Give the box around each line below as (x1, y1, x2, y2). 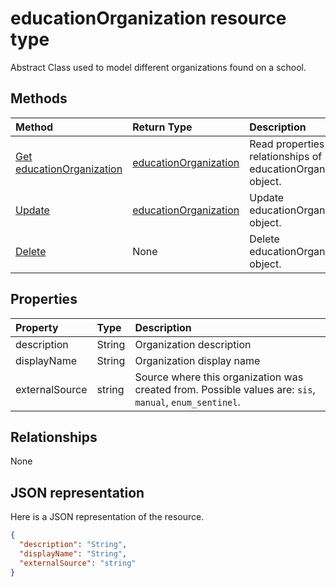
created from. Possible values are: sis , (134, 382, 316, 396)
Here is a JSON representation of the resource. (10, 511, 205, 523)
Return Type (132, 120, 193, 134)
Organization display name (134, 353, 261, 367)
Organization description (134, 337, 252, 351)
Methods (10, 90, 68, 107)
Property (15, 320, 59, 334)
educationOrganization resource (10, 7, 287, 30)
